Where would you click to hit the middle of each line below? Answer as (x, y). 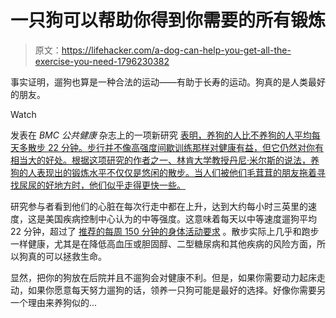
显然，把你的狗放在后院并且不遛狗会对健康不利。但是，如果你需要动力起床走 (168, 277)
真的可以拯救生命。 (67, 256)
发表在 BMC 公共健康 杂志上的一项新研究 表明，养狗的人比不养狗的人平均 (161, 135)
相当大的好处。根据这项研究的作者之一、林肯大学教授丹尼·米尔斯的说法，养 (165, 160)
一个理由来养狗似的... (54, 302)
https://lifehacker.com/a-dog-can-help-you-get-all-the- (176, 50)
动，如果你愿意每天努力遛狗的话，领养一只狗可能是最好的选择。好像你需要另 (168, 290)
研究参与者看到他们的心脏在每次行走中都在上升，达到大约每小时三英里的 (159, 206)
